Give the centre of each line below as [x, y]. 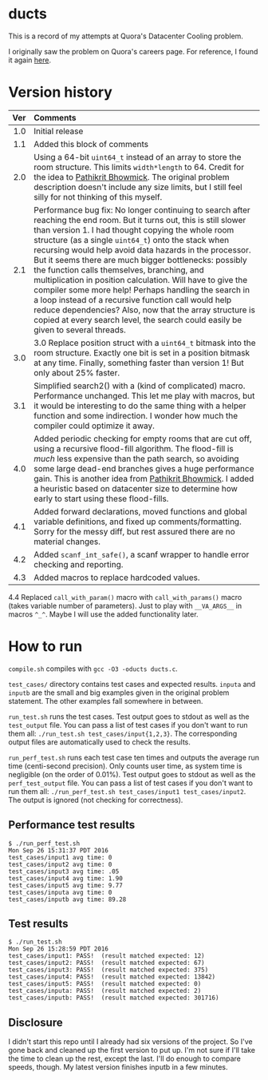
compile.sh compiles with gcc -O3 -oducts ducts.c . [93, 669]
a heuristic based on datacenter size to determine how [136, 488]
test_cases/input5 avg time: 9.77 [66, 885]
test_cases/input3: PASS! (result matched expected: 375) [108, 970]
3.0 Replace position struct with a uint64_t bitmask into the [145, 343]
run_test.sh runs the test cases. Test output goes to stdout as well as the [129, 717]
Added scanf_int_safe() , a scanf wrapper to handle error [142, 554]
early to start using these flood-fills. [101, 498]
